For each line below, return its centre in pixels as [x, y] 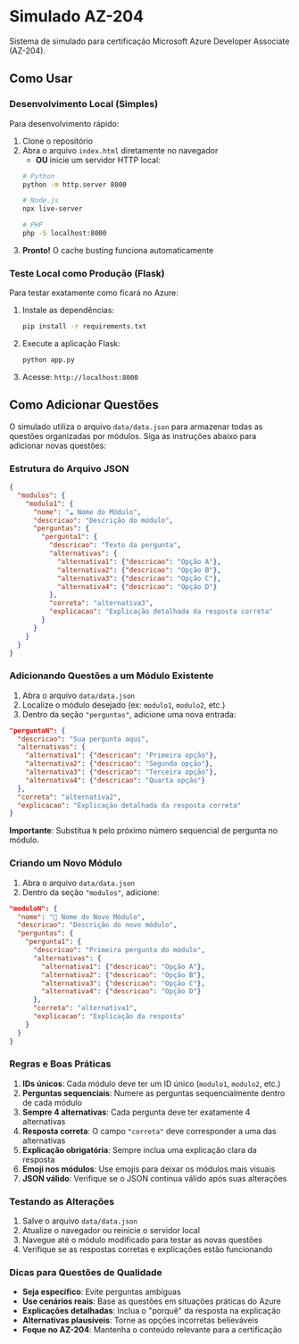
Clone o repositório [58, 141]
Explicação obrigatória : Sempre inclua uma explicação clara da [139, 1149]
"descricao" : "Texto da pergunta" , [115, 545]
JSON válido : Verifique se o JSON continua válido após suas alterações [154, 1178]
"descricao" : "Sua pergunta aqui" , [83, 739]
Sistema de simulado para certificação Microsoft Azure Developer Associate [149, 41]
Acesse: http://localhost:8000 [80, 377]
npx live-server [52, 209]
